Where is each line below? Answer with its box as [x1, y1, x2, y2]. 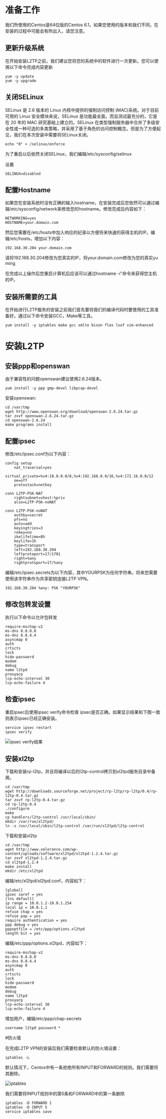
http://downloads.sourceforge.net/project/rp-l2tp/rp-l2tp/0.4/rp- [16, 789, 158, 794]
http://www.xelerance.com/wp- [16, 847, 79, 852]
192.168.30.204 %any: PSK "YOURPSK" [5, 586, 81, 591]
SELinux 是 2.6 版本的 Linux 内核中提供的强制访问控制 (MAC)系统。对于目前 [5, 107, 159, 113]
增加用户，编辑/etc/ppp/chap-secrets [5, 1016, 82, 1022]
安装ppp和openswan [5, 362, 70, 370]
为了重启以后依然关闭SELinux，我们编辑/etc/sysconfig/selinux [5, 151, 132, 157]
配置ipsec [5, 437, 36, 445]
